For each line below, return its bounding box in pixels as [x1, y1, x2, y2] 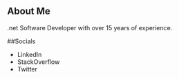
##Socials [7, 37, 36, 45]
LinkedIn [17, 50, 42, 58]
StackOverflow [17, 58, 60, 66]
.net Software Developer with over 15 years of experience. [7, 23, 173, 32]
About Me [7, 5, 50, 17]
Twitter [17, 65, 38, 73]
